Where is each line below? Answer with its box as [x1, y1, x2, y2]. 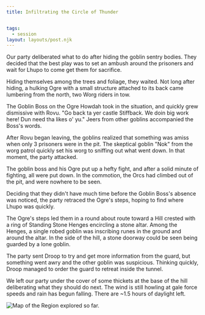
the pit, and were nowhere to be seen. [6, 178, 102, 186]
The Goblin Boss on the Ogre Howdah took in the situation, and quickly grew [6, 103, 198, 110]
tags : [6, 25, 20, 31]
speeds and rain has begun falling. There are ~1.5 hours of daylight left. [6, 290, 186, 297]
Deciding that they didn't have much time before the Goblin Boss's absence [6, 190, 196, 197]
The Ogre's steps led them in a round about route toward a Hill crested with [6, 214, 196, 222]
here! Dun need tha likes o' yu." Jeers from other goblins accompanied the [6, 116, 194, 123]
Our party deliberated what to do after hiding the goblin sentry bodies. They [6, 53, 197, 61]
